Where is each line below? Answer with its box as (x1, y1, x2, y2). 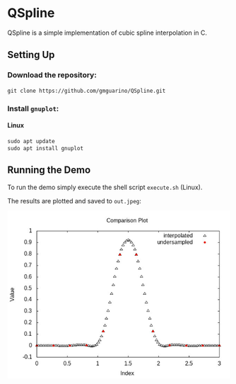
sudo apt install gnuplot (7, 145, 83, 152)
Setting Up (7, 49, 55, 61)
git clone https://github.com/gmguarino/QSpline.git (7, 87, 166, 94)
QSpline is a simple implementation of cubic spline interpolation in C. (7, 28, 207, 37)
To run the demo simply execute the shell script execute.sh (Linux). (7, 183, 203, 191)
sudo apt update (7, 137, 55, 145)
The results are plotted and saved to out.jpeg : (7, 196, 141, 205)
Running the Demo (7, 164, 91, 176)
